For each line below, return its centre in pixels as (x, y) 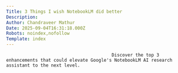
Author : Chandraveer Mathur (41, 22)
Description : (22, 17)
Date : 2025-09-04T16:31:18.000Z (46, 28)
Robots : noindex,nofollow (38, 34)
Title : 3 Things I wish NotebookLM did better (64, 11)
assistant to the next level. (43, 65)
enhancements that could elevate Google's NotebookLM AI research (89, 60)
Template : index (26, 39)
